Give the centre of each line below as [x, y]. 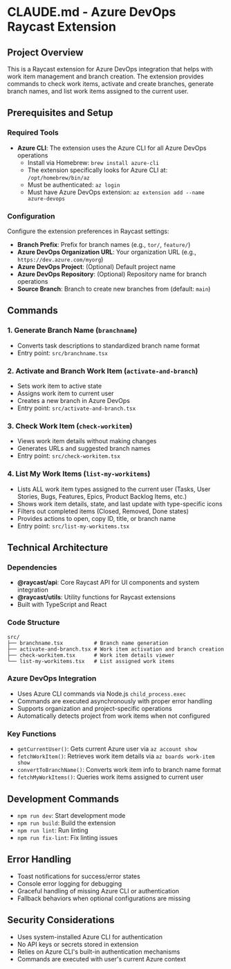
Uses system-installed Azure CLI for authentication [90, 936]
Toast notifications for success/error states [78, 876]
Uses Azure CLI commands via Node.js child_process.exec [102, 694]
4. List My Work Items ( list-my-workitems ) [79, 474]
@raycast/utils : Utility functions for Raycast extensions [96, 597]
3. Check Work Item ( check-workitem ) [70, 426]
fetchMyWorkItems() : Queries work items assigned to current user [110, 777]
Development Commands [63, 799]
